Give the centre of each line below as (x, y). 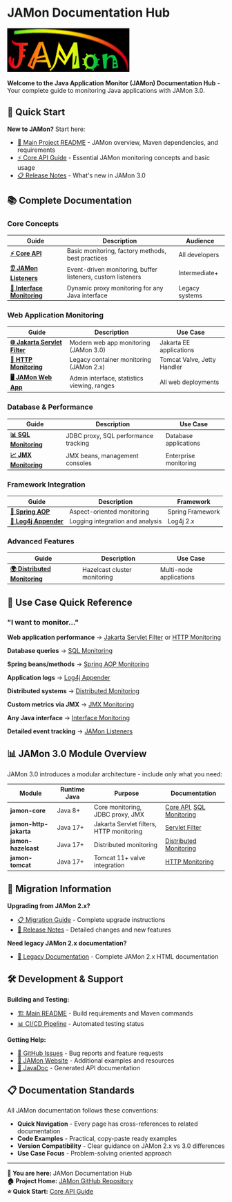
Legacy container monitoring (110, 360)
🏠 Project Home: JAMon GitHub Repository (70, 1181)
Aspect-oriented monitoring (109, 512)
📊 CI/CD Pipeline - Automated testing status (80, 1023)
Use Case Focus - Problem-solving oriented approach (94, 1153)
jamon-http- (29, 824)
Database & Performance (50, 407)
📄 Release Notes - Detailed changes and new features (94, 930)
